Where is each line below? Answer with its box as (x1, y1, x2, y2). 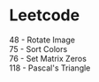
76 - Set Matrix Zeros (9, 53, 87, 63)
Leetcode (9, 5, 80, 26)
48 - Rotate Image (9, 34, 75, 45)
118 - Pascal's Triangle (9, 63, 91, 73)
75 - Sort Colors (9, 43, 68, 54)
